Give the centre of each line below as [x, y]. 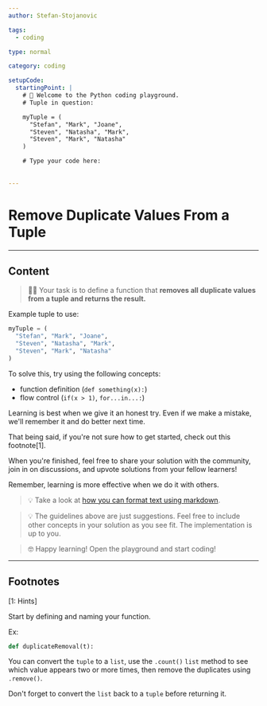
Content [29, 271]
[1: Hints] [23, 601]
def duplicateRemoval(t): [51, 646]
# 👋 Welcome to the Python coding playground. [101, 96]
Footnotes [34, 582]
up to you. [44, 533]
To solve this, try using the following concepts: [85, 373]
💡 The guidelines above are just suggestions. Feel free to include [134, 516]
